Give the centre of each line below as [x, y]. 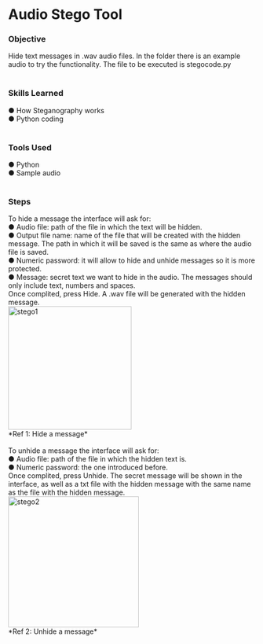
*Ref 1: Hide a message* [48, 434]
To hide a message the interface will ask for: [80, 219]
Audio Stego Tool [66, 15]
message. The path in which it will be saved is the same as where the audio [130, 244]
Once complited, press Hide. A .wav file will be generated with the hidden [127, 294]
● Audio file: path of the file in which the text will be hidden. [105, 227]
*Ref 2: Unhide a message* [53, 631]
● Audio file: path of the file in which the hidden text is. [97, 459]
